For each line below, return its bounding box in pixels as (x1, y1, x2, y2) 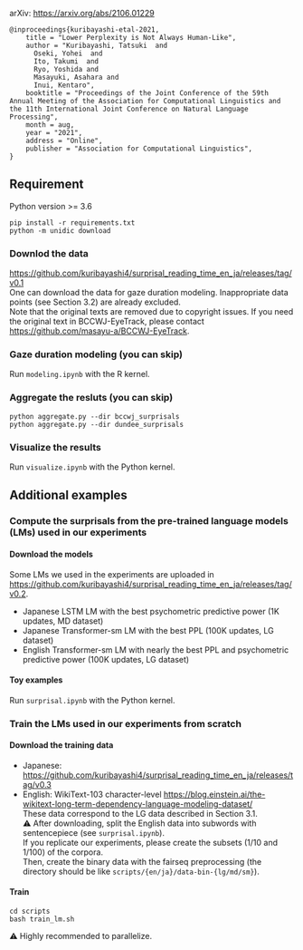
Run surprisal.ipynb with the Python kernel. (9, 694, 175, 705)
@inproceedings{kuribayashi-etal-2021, (9, 25, 160, 34)
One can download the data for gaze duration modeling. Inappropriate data (9, 287, 289, 298)
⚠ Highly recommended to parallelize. (9, 931, 152, 942)
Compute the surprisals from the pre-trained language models (9, 515, 289, 528)
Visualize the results (9, 441, 101, 453)
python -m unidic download (9, 226, 111, 235)
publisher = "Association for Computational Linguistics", (25, 144, 253, 153)
